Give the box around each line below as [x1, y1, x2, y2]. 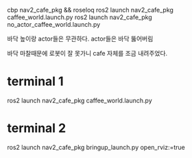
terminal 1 [7, 74, 64, 89]
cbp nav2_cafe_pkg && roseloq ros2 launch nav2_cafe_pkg [7, 6, 173, 14]
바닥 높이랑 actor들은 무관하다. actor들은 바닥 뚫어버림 [7, 34, 154, 43]
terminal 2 [7, 120, 67, 136]
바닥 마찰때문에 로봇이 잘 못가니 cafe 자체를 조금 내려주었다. [7, 49, 168, 57]
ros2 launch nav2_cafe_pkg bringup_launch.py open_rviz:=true [7, 143, 185, 151]
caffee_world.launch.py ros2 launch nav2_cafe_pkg [7, 13, 152, 21]
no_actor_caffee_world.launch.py [7, 21, 101, 28]
